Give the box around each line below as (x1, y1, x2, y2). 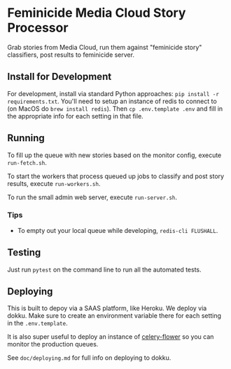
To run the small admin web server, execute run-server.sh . (7, 193, 177, 201)
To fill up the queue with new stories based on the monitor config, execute (7, 151, 222, 159)
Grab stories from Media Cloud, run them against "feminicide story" (7, 43, 202, 51)
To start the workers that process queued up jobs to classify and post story (7, 172, 225, 180)
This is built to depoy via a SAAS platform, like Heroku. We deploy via (7, 304, 207, 313)
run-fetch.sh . (7, 158, 47, 166)
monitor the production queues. (7, 340, 99, 349)
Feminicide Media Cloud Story (7, 5, 186, 21)
